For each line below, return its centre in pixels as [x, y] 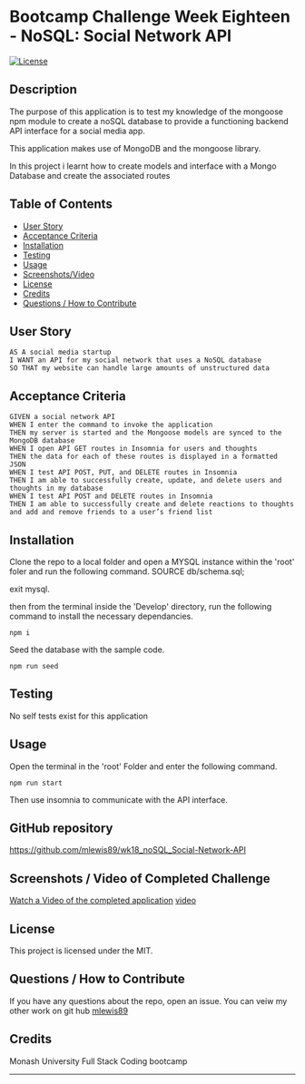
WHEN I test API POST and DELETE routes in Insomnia [111, 496]
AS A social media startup [60, 352]
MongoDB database [42, 441]
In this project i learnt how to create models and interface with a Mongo [143, 166]
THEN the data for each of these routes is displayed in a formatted [144, 457]
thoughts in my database [56, 488]
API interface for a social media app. [77, 131]
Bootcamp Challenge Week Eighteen [150, 17]
